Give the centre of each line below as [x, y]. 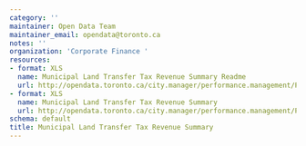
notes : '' [28, 43]
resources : [30, 60]
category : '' [34, 18]
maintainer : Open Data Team [63, 26]
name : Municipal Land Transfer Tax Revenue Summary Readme [132, 77]
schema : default [40, 119]
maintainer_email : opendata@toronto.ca [85, 34]
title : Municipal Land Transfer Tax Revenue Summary [112, 128]
